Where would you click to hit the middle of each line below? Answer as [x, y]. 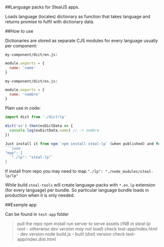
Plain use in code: [23, 108]
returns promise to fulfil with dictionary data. [50, 22]
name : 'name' [23, 68]
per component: [21, 46]
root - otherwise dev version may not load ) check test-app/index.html [87, 229]
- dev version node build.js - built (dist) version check [71, 234]
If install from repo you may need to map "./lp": [54, 171]
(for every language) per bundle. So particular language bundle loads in [77, 190]
